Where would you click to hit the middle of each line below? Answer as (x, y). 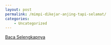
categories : (17, 19)
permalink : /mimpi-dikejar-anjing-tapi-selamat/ (56, 14)
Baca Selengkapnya (25, 37)
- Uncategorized (31, 23)
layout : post (18, 10)
